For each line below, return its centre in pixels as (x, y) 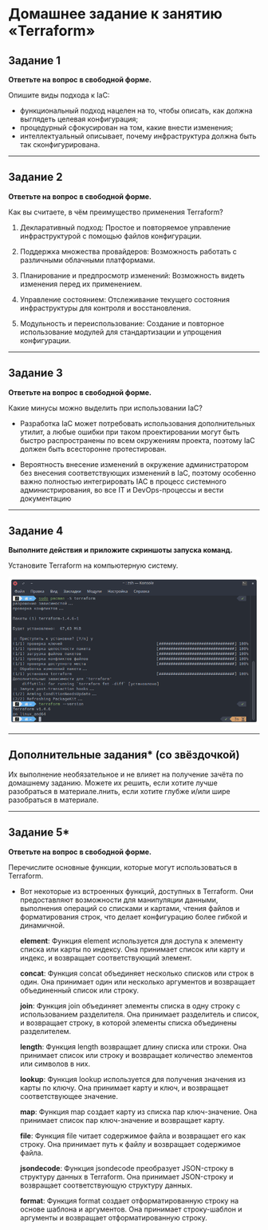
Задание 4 (36, 531)
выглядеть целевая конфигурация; (79, 119)
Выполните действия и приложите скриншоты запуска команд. (120, 550)
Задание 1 (35, 60)
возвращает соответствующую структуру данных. (106, 1185)
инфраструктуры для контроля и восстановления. (105, 308)
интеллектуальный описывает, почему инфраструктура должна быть (138, 136)
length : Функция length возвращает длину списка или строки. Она (133, 1046)
